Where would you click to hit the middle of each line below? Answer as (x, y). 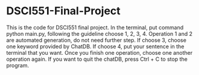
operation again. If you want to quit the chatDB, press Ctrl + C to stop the (97, 59)
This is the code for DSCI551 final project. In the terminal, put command (95, 27)
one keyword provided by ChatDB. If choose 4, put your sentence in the (95, 46)
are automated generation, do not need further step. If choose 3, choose (96, 40)
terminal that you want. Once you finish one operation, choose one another (99, 52)
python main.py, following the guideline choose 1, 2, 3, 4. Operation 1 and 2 (99, 33)
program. (18, 65)
